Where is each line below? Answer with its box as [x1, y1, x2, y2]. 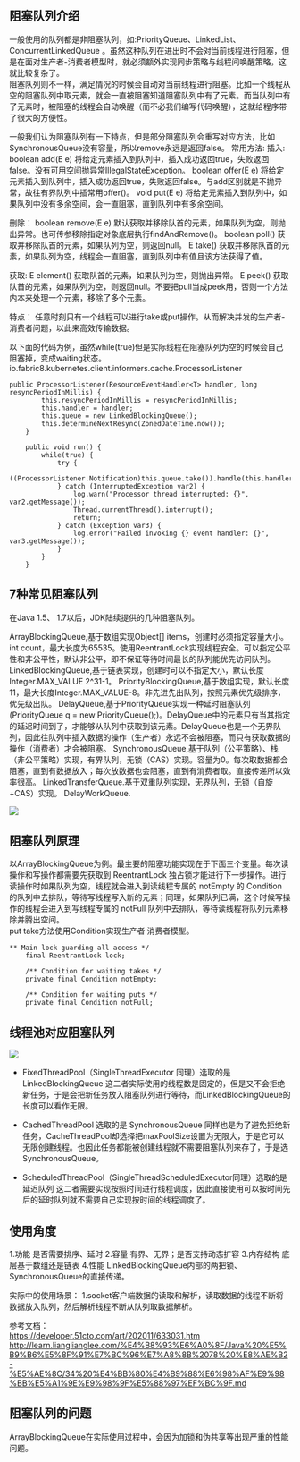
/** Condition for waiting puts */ [25, 990, 158, 999]
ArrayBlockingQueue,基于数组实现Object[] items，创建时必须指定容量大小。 [9, 631, 288, 642]
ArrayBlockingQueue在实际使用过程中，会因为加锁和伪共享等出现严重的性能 [9, 1431, 289, 1442]
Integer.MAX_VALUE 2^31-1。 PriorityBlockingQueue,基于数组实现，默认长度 [9, 676, 290, 686]
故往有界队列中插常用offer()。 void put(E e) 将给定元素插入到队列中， [24, 187, 279, 198]
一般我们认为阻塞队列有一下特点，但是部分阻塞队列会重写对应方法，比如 [9, 131, 275, 141]
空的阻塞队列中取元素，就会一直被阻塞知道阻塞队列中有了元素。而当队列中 [9, 89, 283, 100]
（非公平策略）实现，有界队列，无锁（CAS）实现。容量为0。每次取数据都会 [9, 754, 288, 765]
